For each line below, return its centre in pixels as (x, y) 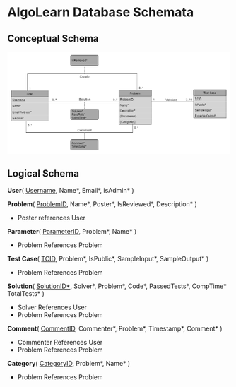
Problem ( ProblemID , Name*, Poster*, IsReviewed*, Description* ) (102, 204)
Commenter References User (60, 343)
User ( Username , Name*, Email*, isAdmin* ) (71, 191)
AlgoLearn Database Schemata (101, 12)
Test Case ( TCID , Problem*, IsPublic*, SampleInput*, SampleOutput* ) (108, 259)
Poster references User (52, 218)
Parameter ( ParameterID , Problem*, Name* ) (72, 232)
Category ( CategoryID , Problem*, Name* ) (69, 364)
